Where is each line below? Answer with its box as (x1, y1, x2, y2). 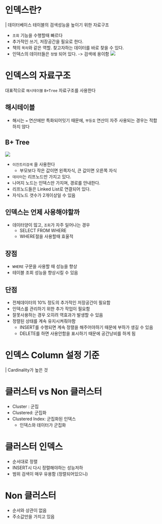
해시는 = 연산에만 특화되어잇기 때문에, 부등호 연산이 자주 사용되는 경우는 (12, 117, 148, 123)
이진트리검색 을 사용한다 (12, 161, 55, 167)
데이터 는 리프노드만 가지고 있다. (12, 174, 71, 180)
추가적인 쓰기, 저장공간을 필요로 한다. (12, 38, 84, 45)
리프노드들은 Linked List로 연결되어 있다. (12, 186, 91, 192)
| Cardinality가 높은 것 (5, 367, 48, 373)
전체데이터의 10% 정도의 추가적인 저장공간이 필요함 (12, 299, 111, 305)
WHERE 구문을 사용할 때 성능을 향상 (12, 263, 77, 270)
